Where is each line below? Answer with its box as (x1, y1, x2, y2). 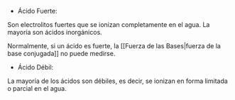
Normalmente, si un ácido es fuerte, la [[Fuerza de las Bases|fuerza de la (7, 42, 222, 50)
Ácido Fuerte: (17, 7, 58, 15)
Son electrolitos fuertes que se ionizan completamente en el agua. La (7, 21, 210, 28)
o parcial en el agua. (7, 84, 67, 92)
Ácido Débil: (17, 63, 54, 71)
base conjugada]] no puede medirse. (7, 50, 116, 57)
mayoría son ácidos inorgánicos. (7, 28, 103, 36)
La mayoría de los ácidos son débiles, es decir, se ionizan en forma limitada (7, 77, 229, 85)
